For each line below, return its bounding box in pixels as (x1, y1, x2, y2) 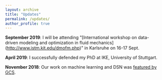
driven (5, 40, 18, 46)
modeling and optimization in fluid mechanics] (19, 40, 114, 46)
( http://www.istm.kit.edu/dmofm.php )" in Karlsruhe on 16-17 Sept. (5, 45, 140, 51)
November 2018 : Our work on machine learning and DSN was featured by (5, 64, 157, 70)
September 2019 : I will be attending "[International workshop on (5, 35, 137, 40)
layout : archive (5, 7, 39, 12)
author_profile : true (5, 21, 50, 26)
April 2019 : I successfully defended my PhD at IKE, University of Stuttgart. (5, 55, 158, 61)
